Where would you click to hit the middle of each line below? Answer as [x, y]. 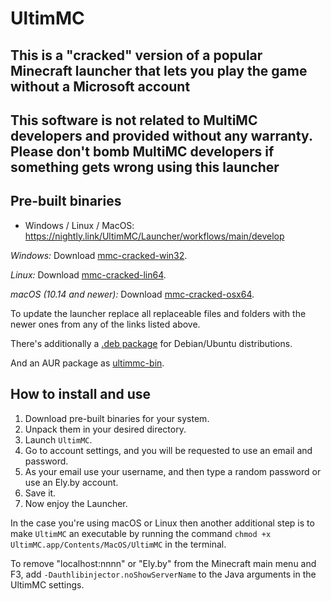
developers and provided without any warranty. [161, 135]
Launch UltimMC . [58, 439]
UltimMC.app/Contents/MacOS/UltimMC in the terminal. [118, 544]
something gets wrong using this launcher [145, 167]
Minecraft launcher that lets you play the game [159, 70]
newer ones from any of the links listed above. [105, 324]
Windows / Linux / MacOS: [79, 225]
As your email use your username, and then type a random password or [173, 471]
